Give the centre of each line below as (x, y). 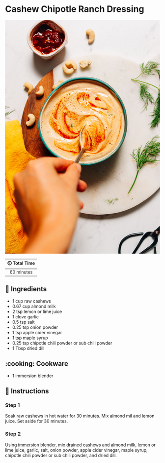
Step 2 (13, 434)
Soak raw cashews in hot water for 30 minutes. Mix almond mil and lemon (80, 416)
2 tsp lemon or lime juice (37, 311)
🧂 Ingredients (26, 289)
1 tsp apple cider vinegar (37, 332)
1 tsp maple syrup (30, 338)
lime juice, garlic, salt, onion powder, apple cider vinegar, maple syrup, (77, 450)
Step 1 (13, 405)
